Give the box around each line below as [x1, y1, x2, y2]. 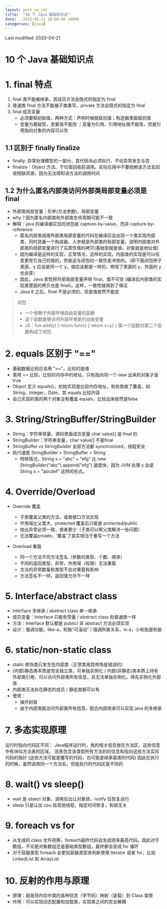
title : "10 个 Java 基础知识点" [5, 12, 70, 17]
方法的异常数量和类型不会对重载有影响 [19, 566, 99, 572]
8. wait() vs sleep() [5, 778, 84, 790]
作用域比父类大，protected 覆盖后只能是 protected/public [19, 520, 138, 526]
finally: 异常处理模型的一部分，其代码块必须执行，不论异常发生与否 [12, 158, 150, 164]
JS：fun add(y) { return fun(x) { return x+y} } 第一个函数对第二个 [24, 322, 158, 328]
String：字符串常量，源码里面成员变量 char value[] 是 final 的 [12, 430, 138, 436]
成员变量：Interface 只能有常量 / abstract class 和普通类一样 [12, 613, 136, 620]
